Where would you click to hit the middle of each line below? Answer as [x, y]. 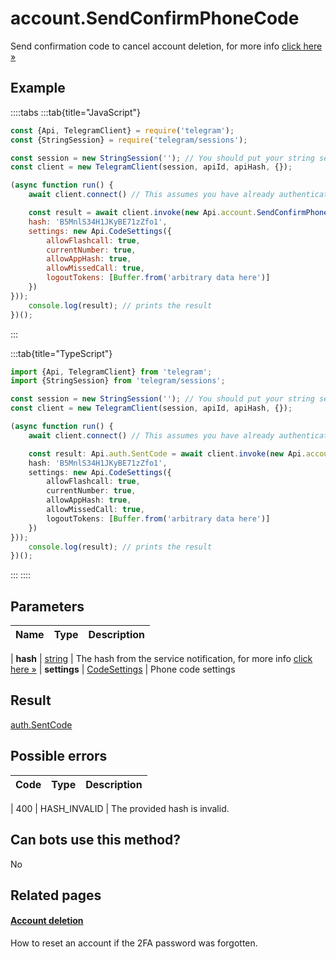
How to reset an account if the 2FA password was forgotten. [134, 943]
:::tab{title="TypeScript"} [61, 353]
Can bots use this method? [96, 840]
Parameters [47, 606]
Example [38, 88]
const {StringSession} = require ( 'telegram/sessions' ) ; [129, 140]
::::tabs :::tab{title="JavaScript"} [76, 112]
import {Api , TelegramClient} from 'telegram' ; [111, 372]
